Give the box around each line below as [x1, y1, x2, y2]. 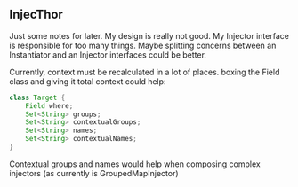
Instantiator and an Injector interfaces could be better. [9, 49, 207, 60]
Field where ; [25, 101, 74, 110]
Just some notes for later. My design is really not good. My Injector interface [9, 30, 289, 41]
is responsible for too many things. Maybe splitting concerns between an [9, 40, 277, 51]
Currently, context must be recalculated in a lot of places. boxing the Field [9, 66, 280, 77]
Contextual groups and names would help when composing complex [9, 159, 261, 169]
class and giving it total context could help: [9, 75, 166, 87]
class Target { [9, 93, 66, 102]
